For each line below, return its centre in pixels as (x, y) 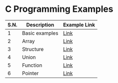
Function (32, 65)
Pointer (30, 73)
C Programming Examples (59, 9)
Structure (33, 49)
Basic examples (40, 33)
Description (40, 25)
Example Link (79, 25)
